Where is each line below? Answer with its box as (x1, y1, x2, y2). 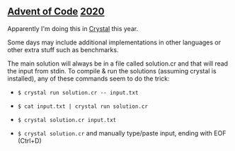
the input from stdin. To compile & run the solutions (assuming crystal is (7, 66, 217, 75)
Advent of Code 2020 (7, 6, 105, 18)
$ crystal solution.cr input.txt (17, 116, 117, 123)
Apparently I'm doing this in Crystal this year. (7, 24, 139, 32)
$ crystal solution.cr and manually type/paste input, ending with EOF (17, 128, 227, 137)
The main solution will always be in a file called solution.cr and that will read (7, 59, 229, 68)
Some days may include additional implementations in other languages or (7, 38, 222, 47)
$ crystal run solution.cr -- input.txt (17, 89, 139, 96)
